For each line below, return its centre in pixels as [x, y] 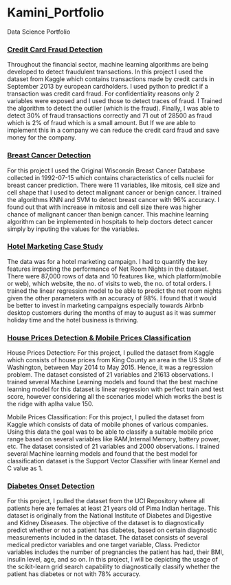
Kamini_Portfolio [56, 13]
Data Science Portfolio [39, 32]
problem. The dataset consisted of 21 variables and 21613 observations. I [110, 375]
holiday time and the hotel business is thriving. [73, 320]
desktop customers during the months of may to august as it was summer [112, 312]
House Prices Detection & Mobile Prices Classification [99, 338]
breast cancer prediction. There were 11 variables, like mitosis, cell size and [113, 185]
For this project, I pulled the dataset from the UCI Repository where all [106, 501]
